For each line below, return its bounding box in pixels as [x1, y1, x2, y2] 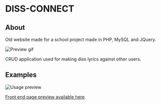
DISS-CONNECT [5, 3, 74, 15]
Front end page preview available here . [5, 94, 87, 100]
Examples [5, 71, 37, 79]
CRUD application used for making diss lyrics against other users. [5, 56, 141, 62]
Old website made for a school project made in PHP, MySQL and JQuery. [5, 36, 156, 42]
